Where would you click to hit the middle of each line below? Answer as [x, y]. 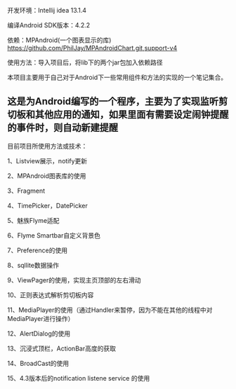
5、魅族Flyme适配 [33, 220]
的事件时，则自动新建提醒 [63, 128]
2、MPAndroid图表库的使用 [47, 176]
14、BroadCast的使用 [38, 363]
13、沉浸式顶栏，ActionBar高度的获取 [61, 348]
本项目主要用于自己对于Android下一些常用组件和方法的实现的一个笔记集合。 [117, 77]
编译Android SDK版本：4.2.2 [49, 25]
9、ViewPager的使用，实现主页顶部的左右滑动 [74, 280]
